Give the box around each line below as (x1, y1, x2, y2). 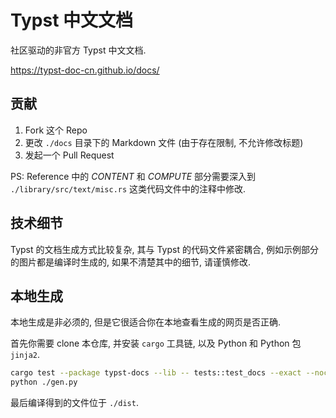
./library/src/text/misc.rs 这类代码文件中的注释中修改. (10, 182, 247, 195)
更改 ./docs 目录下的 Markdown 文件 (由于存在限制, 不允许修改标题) (24, 136, 304, 148)
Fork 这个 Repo (24, 124, 88, 136)
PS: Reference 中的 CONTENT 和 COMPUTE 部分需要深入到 (10, 170, 257, 182)
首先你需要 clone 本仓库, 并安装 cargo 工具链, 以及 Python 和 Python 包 (10, 337, 302, 350)
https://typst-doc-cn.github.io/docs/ (10, 64, 160, 76)
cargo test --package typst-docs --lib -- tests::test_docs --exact (10, 368, 302, 378)
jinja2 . (10, 349, 40, 361)
